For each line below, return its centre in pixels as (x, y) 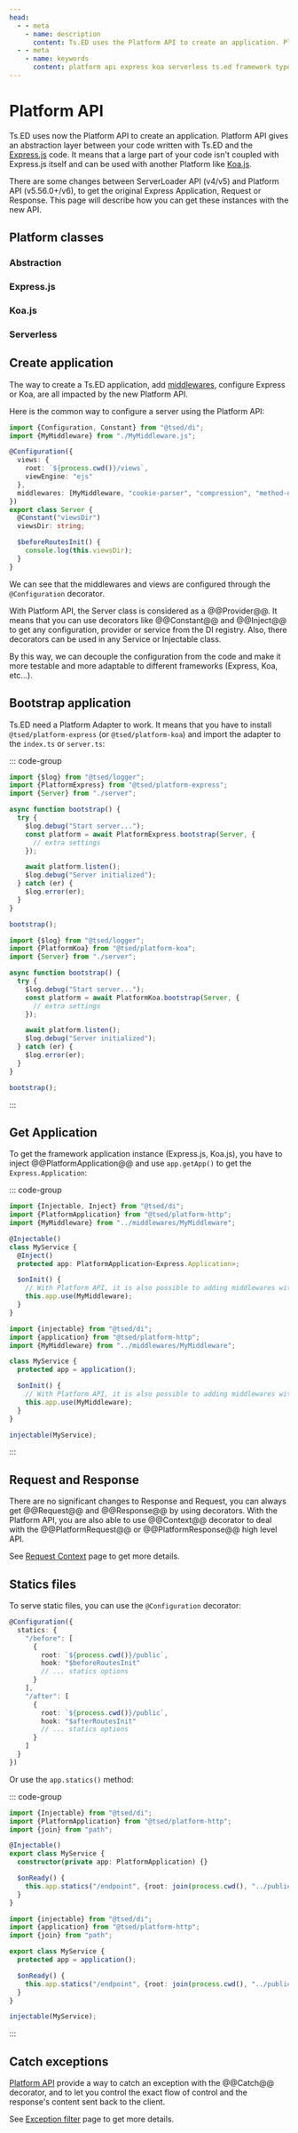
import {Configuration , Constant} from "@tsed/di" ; (106, 428)
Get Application (53, 1132)
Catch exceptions (59, 2061)
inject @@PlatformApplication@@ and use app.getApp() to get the (130, 1163)
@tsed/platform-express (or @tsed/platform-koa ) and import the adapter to (145, 734)
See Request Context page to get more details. (94, 1556)
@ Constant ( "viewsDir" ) (59, 518)
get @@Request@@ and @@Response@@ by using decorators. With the (143, 1511)
